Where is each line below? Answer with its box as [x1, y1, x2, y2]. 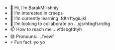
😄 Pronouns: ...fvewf [10, 33, 54, 39]
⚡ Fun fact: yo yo [10, 39, 45, 45]
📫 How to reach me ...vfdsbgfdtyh [10, 26, 82, 32]
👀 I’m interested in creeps [10, 10, 63, 16]
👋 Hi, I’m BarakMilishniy [10, 5, 59, 10]
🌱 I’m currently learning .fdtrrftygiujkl [10, 15, 86, 21]
